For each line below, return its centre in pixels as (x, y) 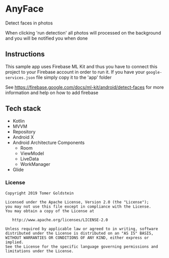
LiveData (30, 159)
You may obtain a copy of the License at (50, 211)
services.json (20, 78)
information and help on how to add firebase (52, 93)
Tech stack (23, 109)
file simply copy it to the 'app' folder (74, 77)
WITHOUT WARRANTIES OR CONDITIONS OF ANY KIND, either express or (77, 238)
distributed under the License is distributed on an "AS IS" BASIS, (79, 233)
